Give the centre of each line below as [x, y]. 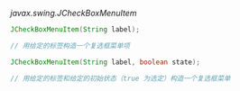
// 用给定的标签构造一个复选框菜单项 [70, 45]
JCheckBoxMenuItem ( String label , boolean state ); [106, 62]
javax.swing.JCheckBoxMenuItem [74, 13]
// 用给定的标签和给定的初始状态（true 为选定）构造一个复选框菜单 [120, 78]
